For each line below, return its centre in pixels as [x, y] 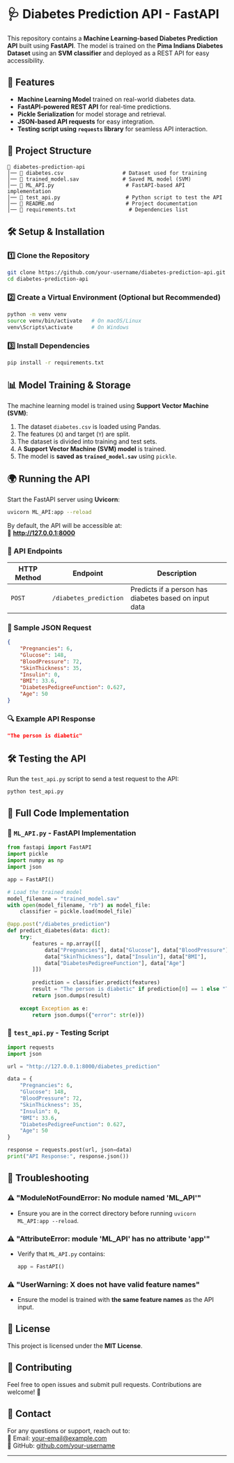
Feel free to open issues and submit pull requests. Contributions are [104, 1384]
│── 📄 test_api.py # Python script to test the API [115, 197]
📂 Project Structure [49, 151]
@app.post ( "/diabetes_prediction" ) [59, 924]
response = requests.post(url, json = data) [70, 1150]
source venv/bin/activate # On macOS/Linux [74, 321]
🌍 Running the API [49, 479]
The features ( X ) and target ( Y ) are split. [73, 434]
